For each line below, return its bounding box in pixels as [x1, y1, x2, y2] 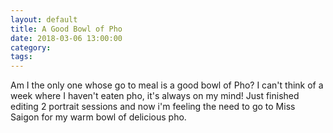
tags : [10, 52, 33, 62]
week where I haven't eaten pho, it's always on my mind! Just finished [10, 90, 300, 102]
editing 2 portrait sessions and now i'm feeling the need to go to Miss [10, 101, 296, 113]
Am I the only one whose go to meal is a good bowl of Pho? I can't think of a [10, 79, 324, 91]
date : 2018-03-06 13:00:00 [10, 33, 123, 43]
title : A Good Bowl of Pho [10, 24, 123, 34]
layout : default [10, 14, 78, 25]
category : [10, 42, 52, 53]
